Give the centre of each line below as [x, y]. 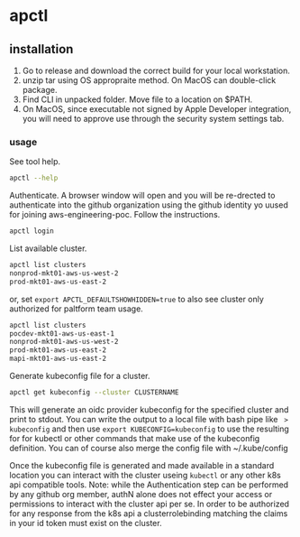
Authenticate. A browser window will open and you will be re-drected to [142, 196]
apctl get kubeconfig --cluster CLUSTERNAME [94, 393]
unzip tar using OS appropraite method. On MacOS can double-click [149, 80]
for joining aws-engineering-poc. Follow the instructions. [115, 215]
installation [41, 49]
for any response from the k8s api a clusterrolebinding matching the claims [149, 513]
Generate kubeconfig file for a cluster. [80, 376]
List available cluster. [48, 248]
